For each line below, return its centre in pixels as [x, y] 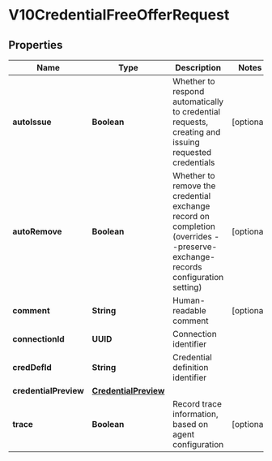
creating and [197, 132]
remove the [194, 186]
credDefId [32, 367]
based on [191, 424]
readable [189, 310]
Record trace [198, 404]
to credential [197, 112]
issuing [186, 142]
